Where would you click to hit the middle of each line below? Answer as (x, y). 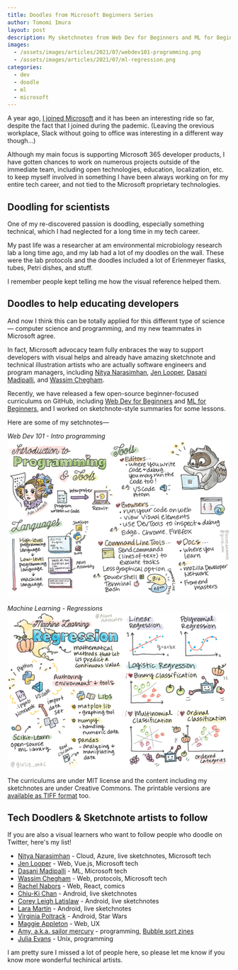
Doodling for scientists (58, 207)
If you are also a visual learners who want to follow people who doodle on (115, 835)
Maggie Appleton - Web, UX (59, 924)
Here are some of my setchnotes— (58, 422)
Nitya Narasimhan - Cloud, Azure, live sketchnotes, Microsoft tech (114, 856)
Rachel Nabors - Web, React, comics (71, 886)
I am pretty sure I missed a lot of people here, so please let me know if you (116, 952)
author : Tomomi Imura (39, 22)
